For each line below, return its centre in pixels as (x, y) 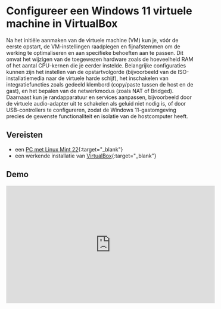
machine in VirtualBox (62, 24)
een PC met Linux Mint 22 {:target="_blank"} (69, 149)
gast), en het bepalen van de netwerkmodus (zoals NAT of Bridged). (90, 91)
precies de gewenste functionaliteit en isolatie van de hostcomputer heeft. (97, 116)
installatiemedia (25, 78)
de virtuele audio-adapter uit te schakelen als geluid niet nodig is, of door (96, 103)
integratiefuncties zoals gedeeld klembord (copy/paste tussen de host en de (100, 84)
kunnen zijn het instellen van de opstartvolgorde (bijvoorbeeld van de (91, 72)
